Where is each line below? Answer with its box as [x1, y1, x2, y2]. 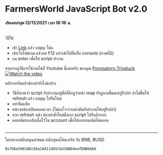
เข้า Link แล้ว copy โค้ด [12, 45, 53, 51]
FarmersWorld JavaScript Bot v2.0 [5, 3, 147, 15]
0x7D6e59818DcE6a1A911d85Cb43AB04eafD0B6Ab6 [5, 147, 97, 152]
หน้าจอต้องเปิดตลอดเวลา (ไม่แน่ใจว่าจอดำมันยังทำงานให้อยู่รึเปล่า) [12, 106, 116, 112]
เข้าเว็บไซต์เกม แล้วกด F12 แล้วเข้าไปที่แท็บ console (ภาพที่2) [12, 50, 114, 56]
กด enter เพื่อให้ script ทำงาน [12, 56, 64, 62]
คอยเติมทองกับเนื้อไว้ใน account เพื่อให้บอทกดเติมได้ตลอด [12, 118, 109, 123]
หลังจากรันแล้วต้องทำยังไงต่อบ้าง [5, 80, 57, 86]
